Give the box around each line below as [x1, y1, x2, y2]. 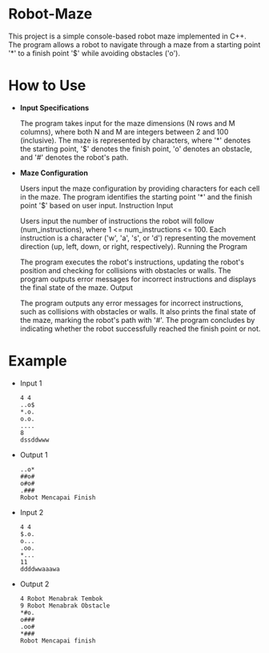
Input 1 [19, 378, 42, 388]
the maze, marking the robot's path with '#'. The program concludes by [19, 315, 255, 324]
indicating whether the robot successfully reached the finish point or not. [19, 324, 261, 333]
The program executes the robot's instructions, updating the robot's [19, 257, 244, 267]
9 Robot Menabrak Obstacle [19, 602, 110, 610]
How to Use [8, 77, 86, 95]
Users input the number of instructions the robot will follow [19, 216, 215, 225]
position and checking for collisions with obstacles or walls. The [19, 265, 231, 275]
